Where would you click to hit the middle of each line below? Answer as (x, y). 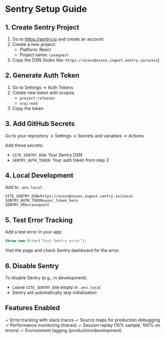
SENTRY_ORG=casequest (27, 205)
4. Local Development (39, 176)
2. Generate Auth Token (42, 76)
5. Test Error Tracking (39, 220)
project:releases (37, 98)
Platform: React (35, 50)
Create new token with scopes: (44, 93)
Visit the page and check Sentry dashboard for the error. (63, 250)
